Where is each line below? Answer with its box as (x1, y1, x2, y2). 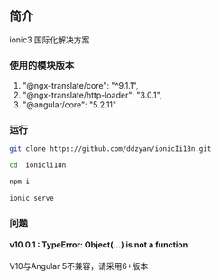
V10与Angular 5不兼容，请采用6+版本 (9, 261, 149, 272)
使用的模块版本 (9, 59, 75, 71)
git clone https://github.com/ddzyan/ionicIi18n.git (9, 145, 212, 154)
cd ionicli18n (9, 161, 67, 170)
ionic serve (9, 193, 54, 203)
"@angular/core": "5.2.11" (22, 99, 117, 110)
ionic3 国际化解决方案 (9, 34, 90, 45)
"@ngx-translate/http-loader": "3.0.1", (22, 89, 162, 101)
